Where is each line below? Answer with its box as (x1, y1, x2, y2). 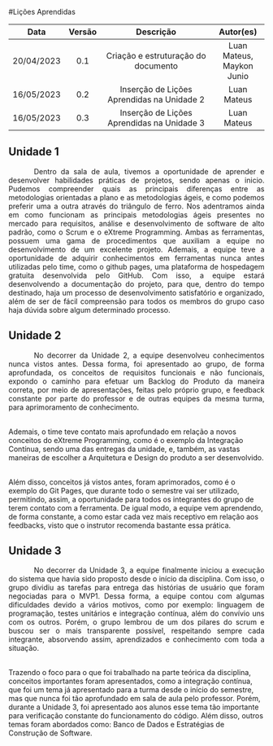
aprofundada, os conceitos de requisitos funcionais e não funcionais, (8, 367, 265, 377)
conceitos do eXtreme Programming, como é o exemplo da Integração (8, 435, 244, 445)
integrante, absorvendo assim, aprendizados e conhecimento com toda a (8, 634, 265, 644)
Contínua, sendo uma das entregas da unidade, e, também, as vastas (8, 444, 240, 454)
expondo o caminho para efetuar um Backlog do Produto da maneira (8, 376, 265, 386)
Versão (68, 26, 97, 37)
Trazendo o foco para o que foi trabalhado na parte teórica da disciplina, (8, 668, 252, 678)
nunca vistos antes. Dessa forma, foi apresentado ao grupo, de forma (8, 358, 265, 369)
